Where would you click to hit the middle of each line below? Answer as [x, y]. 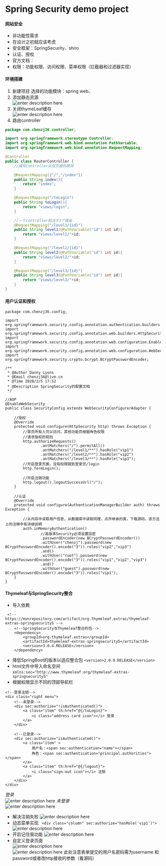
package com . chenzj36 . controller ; [41, 130]
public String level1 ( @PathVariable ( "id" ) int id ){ [68, 230]
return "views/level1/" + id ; [52, 234]
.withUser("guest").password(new [75, 569]
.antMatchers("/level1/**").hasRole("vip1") [87, 450]
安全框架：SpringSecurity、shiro [45, 48]
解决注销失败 [25, 817]
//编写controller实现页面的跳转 [44, 166]
